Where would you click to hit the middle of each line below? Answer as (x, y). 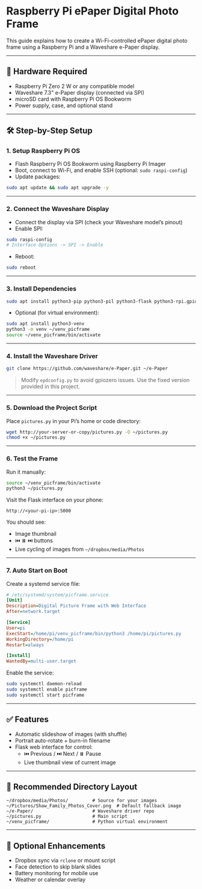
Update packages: (38, 177)
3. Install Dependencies (41, 289)
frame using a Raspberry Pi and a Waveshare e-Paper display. (83, 47)
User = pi (16, 628)
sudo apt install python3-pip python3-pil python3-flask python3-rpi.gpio (102, 301)
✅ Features (28, 719)
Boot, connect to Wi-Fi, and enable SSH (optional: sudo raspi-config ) (101, 171)
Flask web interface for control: (54, 747)
